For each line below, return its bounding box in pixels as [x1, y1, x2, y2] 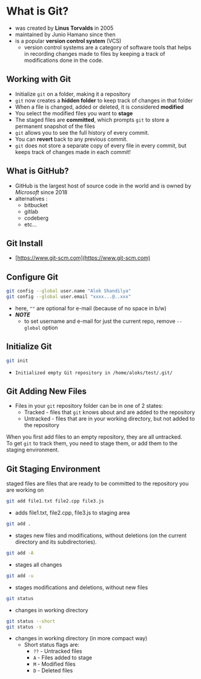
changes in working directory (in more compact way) [15, 635, 148, 642]
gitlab [24, 208, 38, 215]
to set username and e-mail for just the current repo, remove [24, 317, 176, 325]
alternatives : [15, 195, 48, 202]
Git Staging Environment [6, 464, 101, 474]
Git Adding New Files [6, 387, 87, 397]
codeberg [24, 214, 49, 221]
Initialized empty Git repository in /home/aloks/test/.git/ [15, 370, 173, 376]
